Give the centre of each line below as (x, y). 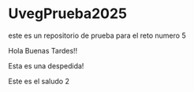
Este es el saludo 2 (39, 81)
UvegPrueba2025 (68, 14)
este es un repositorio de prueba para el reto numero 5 (97, 35)
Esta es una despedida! (46, 66)
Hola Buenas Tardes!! (43, 50)
